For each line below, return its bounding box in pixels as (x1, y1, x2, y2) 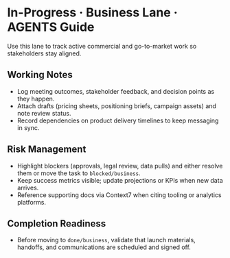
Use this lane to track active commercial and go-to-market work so (7, 42, 197, 50)
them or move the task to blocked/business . (16, 169, 141, 177)
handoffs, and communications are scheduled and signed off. (16, 243, 191, 251)
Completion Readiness (7, 218, 106, 229)
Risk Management (7, 144, 87, 155)
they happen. (16, 94, 55, 103)
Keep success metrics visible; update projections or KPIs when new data (16, 176, 223, 184)
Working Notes (7, 69, 73, 81)
